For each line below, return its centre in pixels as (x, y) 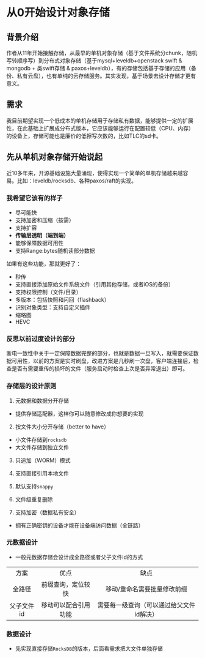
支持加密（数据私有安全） (47, 512)
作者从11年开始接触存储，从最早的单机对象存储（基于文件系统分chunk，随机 (102, 53)
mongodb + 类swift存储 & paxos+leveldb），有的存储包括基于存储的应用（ (99, 68)
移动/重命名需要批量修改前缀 (146, 589)
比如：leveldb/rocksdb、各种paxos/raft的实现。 (77, 181)
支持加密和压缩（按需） (45, 220)
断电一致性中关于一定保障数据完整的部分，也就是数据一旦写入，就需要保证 (100, 353)
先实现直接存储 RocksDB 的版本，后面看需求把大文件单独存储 (89, 649)
